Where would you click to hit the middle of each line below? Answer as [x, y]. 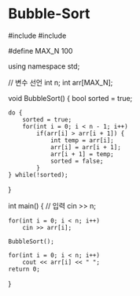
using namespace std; [44, 66]
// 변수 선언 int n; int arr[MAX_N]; [61, 82]
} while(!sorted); [38, 174]
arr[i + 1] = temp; [82, 154]
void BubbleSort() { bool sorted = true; [70, 98]
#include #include [37, 36]
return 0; [24, 269]
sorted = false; [77, 161]
